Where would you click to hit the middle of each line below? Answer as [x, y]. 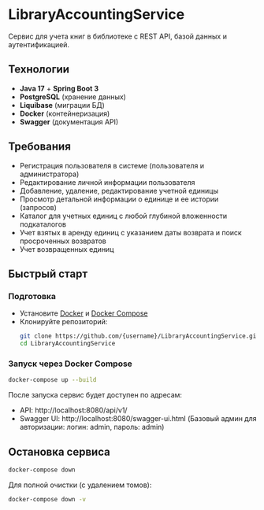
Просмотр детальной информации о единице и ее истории [119, 199]
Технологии [39, 70]
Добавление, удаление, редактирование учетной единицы [119, 190]
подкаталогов [43, 224]
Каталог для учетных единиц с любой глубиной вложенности [123, 216]
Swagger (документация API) [69, 122]
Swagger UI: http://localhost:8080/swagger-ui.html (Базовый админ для [138, 419]
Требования [39, 147]
